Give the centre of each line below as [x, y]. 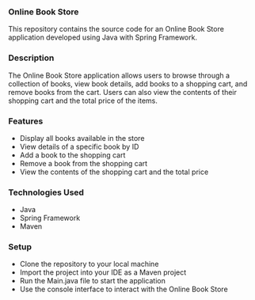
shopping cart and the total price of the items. [83, 101]
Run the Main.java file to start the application [93, 281]
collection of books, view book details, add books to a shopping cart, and [128, 84]
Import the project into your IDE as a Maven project [103, 272]
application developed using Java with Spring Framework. [103, 37]
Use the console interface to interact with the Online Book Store [124, 289]
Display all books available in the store [82, 138]
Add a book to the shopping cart [72, 155]
